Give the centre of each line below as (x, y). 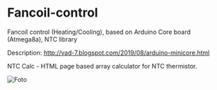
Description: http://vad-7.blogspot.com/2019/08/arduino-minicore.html (108, 53)
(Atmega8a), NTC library (42, 39)
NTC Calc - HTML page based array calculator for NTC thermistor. (102, 66)
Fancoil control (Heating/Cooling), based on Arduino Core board (99, 32)
